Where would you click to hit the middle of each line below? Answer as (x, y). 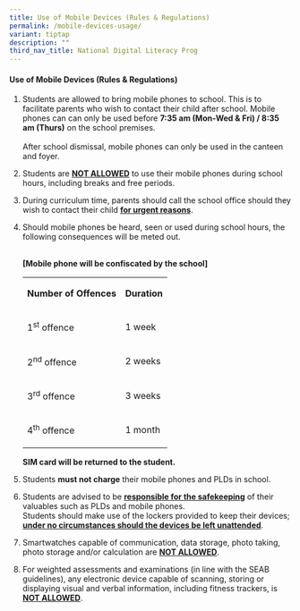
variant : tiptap (39, 34)
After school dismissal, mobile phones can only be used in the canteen (153, 147)
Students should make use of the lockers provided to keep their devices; (156, 515)
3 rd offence (51, 395)
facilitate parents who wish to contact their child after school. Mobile (149, 109)
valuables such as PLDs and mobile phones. (103, 505)
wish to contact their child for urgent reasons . (108, 210)
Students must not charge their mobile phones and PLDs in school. (146, 479)
